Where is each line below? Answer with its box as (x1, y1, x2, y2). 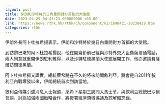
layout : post (5, 7, 32, 12)
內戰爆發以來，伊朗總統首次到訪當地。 (13, 79, 91, 84)
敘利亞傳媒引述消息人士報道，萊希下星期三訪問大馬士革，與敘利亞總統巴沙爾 (5, 89, 160, 95)
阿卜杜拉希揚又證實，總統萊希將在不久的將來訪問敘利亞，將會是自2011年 (5, 72, 152, 78)
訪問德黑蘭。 (9, 62, 35, 68)
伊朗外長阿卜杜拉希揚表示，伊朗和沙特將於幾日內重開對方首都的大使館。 (5, 40, 151, 45)
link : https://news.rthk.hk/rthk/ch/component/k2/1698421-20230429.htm (5, 21, 155, 26)
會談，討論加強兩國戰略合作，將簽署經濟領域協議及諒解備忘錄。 (5, 95, 134, 101)
